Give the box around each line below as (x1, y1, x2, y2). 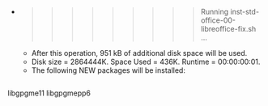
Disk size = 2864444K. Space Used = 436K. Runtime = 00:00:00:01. (31, 57, 261, 66)
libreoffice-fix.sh (200, 24, 257, 33)
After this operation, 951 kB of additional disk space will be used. (31, 49, 248, 57)
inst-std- (229, 7, 260, 16)
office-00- (200, 15, 236, 25)
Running (200, 7, 229, 16)
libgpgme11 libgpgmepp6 (7, 88, 91, 98)
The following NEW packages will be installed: (31, 66, 185, 75)
